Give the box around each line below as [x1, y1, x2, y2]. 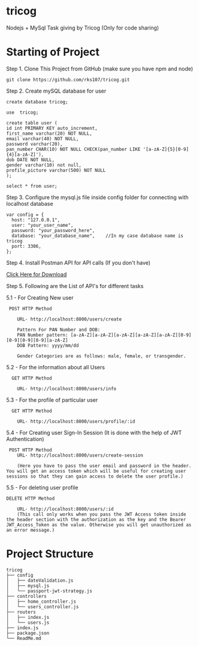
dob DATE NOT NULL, [6, 156, 55, 163]
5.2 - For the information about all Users [6, 363, 105, 371]
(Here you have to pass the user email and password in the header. [17, 463, 192, 469]
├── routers [6, 609, 36, 615]
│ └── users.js [6, 620, 50, 626]
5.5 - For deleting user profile [6, 484, 79, 491]
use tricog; [6, 109, 39, 115]
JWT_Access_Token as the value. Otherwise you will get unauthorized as [6, 521, 192, 528]
